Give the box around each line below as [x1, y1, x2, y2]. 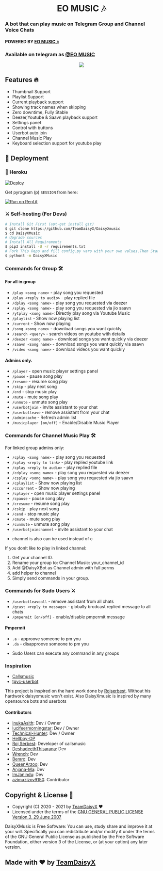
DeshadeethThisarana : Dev [12, 746, 66, 752]
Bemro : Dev [12, 756, 36, 762]
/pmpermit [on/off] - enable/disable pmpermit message [12, 614, 125, 620]
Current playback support [12, 99, 64, 105]
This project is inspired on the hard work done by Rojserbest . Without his [5, 688, 151, 694]
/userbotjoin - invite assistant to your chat [12, 404, 98, 410]
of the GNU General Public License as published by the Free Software [5, 834, 145, 839]
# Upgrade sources [5, 235, 42, 240]
